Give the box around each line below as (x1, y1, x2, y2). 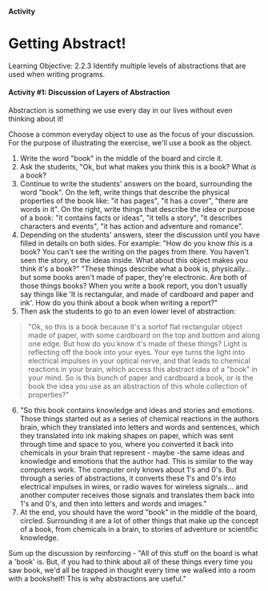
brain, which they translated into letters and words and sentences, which (19, 422, 260, 432)
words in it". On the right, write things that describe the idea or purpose (19, 204, 255, 214)
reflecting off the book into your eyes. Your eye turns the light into (27, 347, 246, 357)
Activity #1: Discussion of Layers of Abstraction (8, 88, 170, 98)
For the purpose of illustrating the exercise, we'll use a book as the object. (8, 138, 253, 147)
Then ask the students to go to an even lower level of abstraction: (19, 306, 236, 316)
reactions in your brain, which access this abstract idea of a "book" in (27, 364, 258, 373)
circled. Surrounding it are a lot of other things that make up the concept (19, 516, 258, 525)
